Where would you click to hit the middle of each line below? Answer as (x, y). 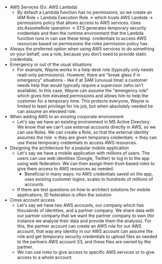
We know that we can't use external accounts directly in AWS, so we (86, 127)
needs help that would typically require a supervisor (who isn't (80, 85)
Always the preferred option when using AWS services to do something (82, 49)
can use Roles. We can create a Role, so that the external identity (83, 132)
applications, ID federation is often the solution (64, 195)
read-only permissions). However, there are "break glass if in (79, 75)
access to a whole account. (45, 257)
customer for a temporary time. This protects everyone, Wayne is (83, 101)
